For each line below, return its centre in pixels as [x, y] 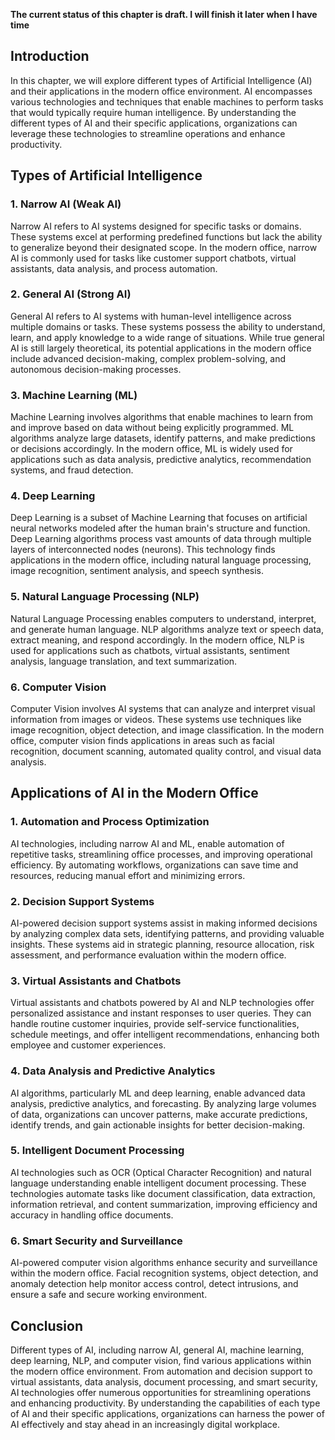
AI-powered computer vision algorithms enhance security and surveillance [164, 1263]
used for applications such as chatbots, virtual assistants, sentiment [150, 650]
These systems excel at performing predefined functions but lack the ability [166, 236]
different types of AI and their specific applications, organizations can [154, 123]
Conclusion [47, 1325]
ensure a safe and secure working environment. [109, 1295]
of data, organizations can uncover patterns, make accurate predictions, [159, 1114]
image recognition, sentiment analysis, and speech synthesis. [137, 571]
